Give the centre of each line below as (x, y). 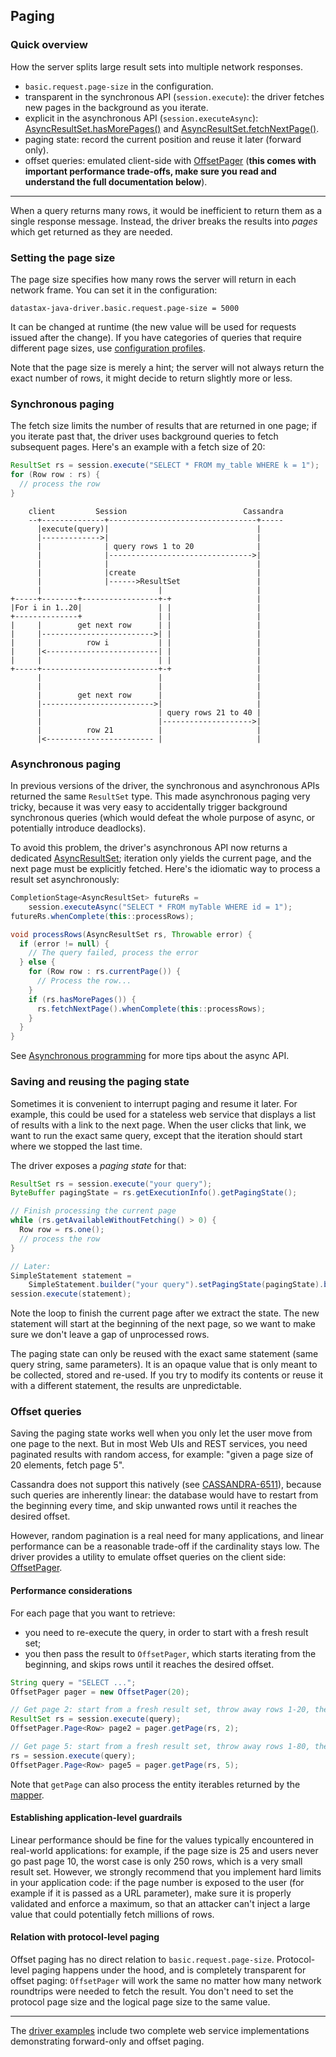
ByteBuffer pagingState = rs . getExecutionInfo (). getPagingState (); (154, 1193)
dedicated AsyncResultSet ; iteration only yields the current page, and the (161, 858)
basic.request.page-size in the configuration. (119, 86)
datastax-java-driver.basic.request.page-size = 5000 (125, 308)
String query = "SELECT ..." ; (73, 1682)
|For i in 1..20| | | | (136, 607)
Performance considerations (71, 1591)
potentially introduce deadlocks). (78, 828)
